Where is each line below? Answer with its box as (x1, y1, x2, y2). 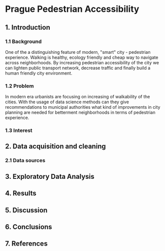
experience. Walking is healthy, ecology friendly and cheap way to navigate (5, 54, 159, 60)
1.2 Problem (5, 83, 34, 89)
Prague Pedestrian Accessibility (5, 3, 139, 15)
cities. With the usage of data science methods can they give (5, 99, 129, 105)
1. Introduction (5, 23, 50, 32)
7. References (5, 240, 48, 248)
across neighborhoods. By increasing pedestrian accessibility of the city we (5, 59, 159, 65)
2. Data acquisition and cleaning (5, 142, 106, 151)
